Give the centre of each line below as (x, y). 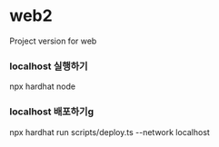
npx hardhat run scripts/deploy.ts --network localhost (110, 132)
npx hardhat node (42, 86)
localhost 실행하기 (49, 66)
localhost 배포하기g (51, 112)
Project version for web (53, 41)
